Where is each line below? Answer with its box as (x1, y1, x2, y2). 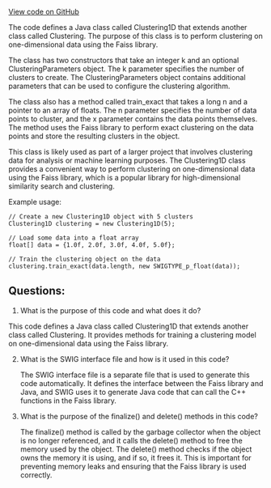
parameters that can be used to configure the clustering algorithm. (8, 81, 231, 91)
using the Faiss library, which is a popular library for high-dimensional (8, 173, 241, 182)
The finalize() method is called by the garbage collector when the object (19, 426, 261, 436)
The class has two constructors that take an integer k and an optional (8, 56, 239, 65)
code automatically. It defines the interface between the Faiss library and (19, 378, 264, 388)
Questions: (8, 284, 66, 298)
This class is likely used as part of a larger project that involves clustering (8, 147, 253, 156)
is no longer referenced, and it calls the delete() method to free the (19, 435, 243, 445)
